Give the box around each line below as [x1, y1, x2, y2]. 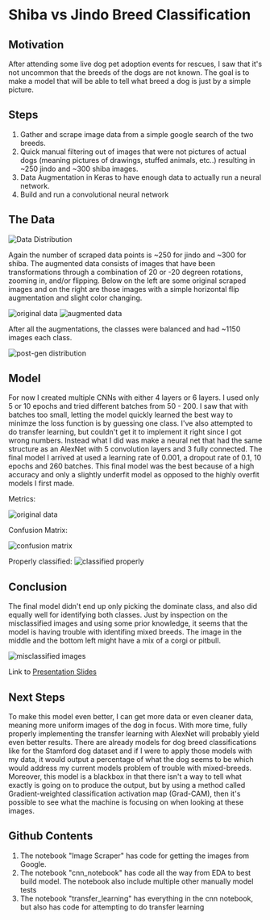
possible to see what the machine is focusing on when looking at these [8, 797, 244, 807]
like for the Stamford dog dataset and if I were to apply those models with [8, 746, 252, 756]
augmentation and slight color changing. [8, 293, 143, 302]
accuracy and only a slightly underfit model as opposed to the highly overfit [8, 470, 260, 480]
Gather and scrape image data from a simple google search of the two [19, 129, 254, 139]
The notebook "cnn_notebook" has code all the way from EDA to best [19, 868, 251, 877]
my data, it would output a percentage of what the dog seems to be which [8, 755, 254, 764]
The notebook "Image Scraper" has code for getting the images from [19, 851, 250, 860]
